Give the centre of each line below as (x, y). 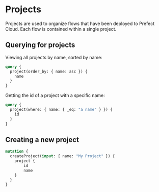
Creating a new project (42, 140)
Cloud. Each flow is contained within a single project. (61, 29)
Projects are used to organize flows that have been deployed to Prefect (80, 23)
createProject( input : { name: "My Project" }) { (62, 156)
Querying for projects (40, 45)
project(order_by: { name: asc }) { (49, 71)
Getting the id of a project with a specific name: (55, 95)
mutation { (17, 152)
